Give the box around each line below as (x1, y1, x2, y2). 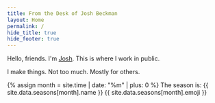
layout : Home (7, 16, 45, 23)
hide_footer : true (7, 36, 60, 43)
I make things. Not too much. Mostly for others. (7, 68, 140, 76)
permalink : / (7, 23, 45, 30)
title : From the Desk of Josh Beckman (7, 10, 118, 17)
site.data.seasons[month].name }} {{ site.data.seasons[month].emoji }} (7, 89, 207, 97)
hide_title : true (7, 29, 57, 36)
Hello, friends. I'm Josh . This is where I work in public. (7, 54, 160, 62)
